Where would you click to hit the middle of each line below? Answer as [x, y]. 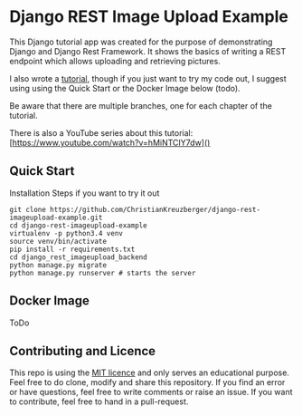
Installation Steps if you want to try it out [85, 193]
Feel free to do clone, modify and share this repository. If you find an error [147, 382]
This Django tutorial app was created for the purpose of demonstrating [141, 42]
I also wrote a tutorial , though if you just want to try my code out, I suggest [148, 78]
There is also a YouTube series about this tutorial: [101, 132]
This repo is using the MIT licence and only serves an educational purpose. [149, 372]
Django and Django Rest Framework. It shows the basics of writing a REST [148, 51]
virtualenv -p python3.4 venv [66, 233]
